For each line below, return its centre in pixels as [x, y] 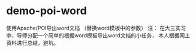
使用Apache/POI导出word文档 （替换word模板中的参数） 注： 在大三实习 [96, 28]
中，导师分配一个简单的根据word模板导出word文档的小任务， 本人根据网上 [98, 35]
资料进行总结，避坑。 [32, 43]
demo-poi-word [46, 11]
